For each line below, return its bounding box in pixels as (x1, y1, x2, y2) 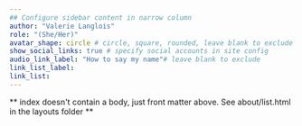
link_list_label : (9, 64, 75, 73)
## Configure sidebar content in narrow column (9, 13, 193, 22)
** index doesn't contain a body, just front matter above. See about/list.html (9, 96, 291, 107)
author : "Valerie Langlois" (9, 22, 116, 31)
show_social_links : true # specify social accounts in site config (9, 47, 269, 56)
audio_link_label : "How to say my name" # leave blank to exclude (9, 55, 260, 64)
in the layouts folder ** (9, 105, 94, 117)
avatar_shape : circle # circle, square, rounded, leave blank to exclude (9, 38, 294, 48)
